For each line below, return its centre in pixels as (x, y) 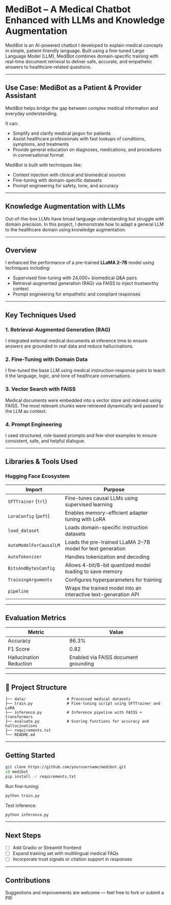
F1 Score (19, 649)
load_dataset (24, 530)
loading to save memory (94, 571)
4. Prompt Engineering (34, 424)
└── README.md (20, 735)
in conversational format (38, 155)
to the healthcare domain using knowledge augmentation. (66, 229)
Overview (21, 250)
